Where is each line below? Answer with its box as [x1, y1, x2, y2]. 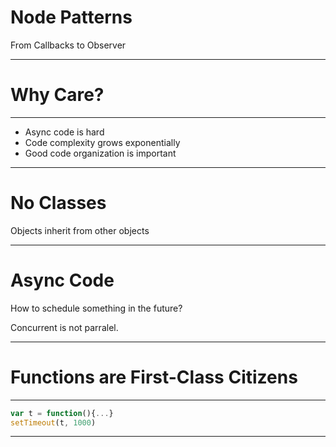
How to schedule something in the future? [10, 302, 183, 314]
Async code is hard [24, 126, 105, 138]
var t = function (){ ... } [10, 408, 114, 418]
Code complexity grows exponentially [24, 136, 181, 148]
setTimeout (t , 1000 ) [10, 417, 97, 428]
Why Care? [10, 84, 105, 106]
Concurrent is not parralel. [10, 321, 119, 333]
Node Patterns [10, 6, 133, 29]
